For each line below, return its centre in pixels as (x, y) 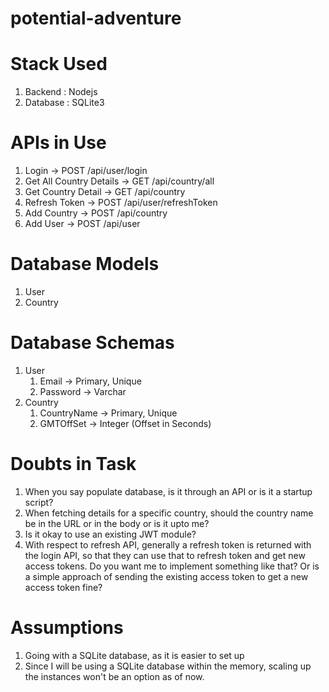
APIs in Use (58, 143)
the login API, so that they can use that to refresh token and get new (165, 555)
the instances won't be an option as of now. (114, 676)
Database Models (85, 264)
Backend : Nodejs (61, 92)
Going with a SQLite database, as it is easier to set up (134, 655)
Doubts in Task (73, 464)
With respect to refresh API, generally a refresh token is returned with (168, 544)
